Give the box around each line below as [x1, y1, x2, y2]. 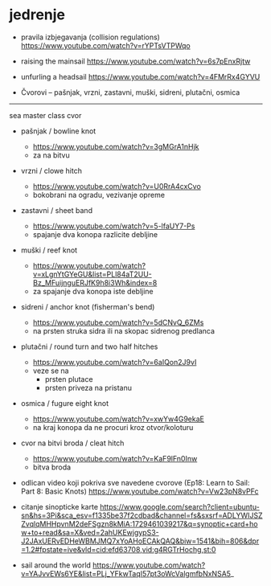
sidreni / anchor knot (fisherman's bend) [20, 301, 155, 311]
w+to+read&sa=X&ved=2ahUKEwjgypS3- [20, 527, 159, 537]
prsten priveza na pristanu [44, 383, 132, 392]
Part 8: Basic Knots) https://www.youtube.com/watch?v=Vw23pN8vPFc [20, 486, 259, 496]
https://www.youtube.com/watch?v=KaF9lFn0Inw [32, 453, 198, 463]
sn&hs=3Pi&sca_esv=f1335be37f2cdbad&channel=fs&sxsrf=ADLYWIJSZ [20, 510, 263, 520]
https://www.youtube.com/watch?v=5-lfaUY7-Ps [32, 221, 195, 231]
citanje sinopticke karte [20, 502, 99, 511]
